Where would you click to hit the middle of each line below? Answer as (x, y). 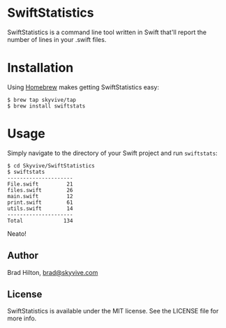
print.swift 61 (40, 202)
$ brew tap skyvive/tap (42, 100)
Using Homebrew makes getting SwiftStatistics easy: (83, 87)
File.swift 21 (40, 184)
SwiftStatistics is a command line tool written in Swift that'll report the (107, 32)
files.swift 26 (40, 190)
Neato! (17, 233)
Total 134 (40, 221)
